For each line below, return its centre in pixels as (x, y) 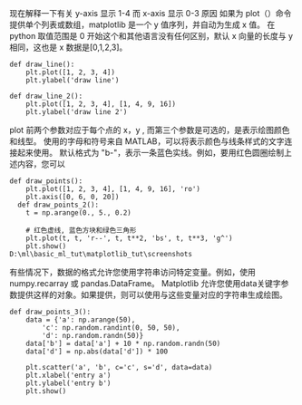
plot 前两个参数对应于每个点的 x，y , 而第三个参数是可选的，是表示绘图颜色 (150, 130)
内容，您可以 (41, 164)
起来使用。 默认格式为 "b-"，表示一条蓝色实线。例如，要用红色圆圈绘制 (150, 153)
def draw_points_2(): (58, 205)
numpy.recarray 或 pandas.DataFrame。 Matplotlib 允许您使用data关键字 (145, 283)
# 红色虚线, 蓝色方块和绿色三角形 (81, 230)
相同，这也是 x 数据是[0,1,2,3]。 (68, 47)
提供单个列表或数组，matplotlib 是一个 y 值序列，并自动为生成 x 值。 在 (142, 24)
